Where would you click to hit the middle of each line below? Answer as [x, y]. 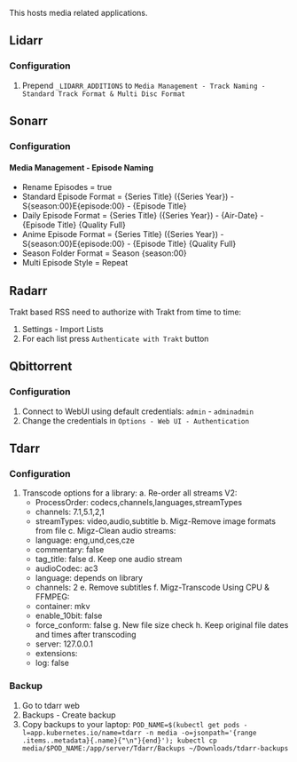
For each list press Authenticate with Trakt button [115, 339]
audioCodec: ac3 [66, 568]
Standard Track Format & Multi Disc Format [104, 94]
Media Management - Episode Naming [81, 167]
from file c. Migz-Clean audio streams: [106, 531]
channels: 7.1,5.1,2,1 [70, 512]
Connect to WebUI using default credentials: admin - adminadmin [138, 411]
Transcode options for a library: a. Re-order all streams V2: [129, 493]
